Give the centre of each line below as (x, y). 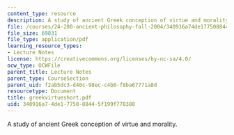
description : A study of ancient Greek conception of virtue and (104, 20)
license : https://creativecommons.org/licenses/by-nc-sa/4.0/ (99, 59)
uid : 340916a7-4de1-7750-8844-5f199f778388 (71, 104)
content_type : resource (42, 14)
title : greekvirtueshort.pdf (49, 98)
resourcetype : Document (42, 91)
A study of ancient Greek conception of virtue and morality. (92, 124)
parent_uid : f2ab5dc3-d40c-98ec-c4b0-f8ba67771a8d (82, 85)
